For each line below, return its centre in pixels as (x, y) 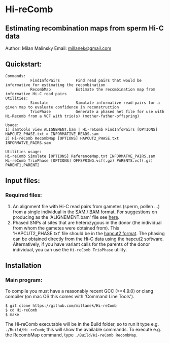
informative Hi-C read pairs (36, 94)
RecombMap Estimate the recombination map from (93, 89)
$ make (12, 315)
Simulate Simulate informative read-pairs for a (95, 103)
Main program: (24, 280)
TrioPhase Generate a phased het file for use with (97, 111)
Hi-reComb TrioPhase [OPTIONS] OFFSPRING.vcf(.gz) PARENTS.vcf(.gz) (79, 161)
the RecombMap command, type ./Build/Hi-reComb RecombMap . (72, 335)
